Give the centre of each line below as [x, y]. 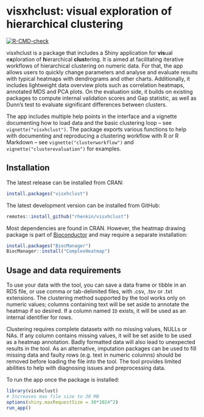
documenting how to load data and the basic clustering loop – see [89, 122]
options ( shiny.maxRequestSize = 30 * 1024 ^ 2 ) [62, 402]
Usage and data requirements [64, 270]
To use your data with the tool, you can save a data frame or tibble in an [97, 285]
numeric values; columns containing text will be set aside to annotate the [98, 304]
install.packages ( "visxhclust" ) [47, 194]
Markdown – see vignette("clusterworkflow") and [70, 142]
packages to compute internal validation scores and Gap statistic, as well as [101, 98]
